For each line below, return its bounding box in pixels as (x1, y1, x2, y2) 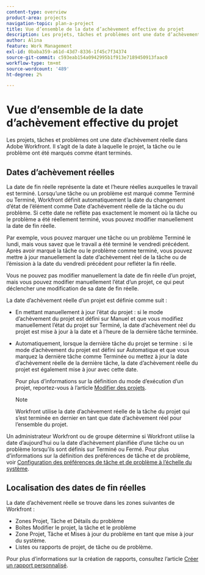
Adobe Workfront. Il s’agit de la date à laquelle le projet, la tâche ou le (6, 143, 181, 150)
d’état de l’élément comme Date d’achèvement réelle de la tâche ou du (6, 203, 183, 210)
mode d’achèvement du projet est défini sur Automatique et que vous (15, 346, 190, 353)
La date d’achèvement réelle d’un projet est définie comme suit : (6, 297, 168, 304)
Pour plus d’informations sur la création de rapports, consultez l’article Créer (6, 555, 199, 562)
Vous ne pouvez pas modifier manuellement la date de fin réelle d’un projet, (6, 272, 196, 279)
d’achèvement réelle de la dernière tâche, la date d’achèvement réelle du (15, 359, 198, 367)
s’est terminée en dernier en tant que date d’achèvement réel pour (15, 414, 182, 422)
